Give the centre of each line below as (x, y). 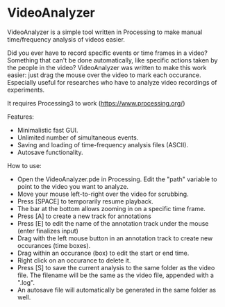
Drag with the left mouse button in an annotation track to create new (115, 238)
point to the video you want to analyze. (73, 186)
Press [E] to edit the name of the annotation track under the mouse (113, 223)
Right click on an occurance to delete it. (74, 260)
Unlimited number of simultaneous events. (78, 138)
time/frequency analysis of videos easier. (66, 39)
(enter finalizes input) (48, 231)
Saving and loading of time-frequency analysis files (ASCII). (103, 144)
